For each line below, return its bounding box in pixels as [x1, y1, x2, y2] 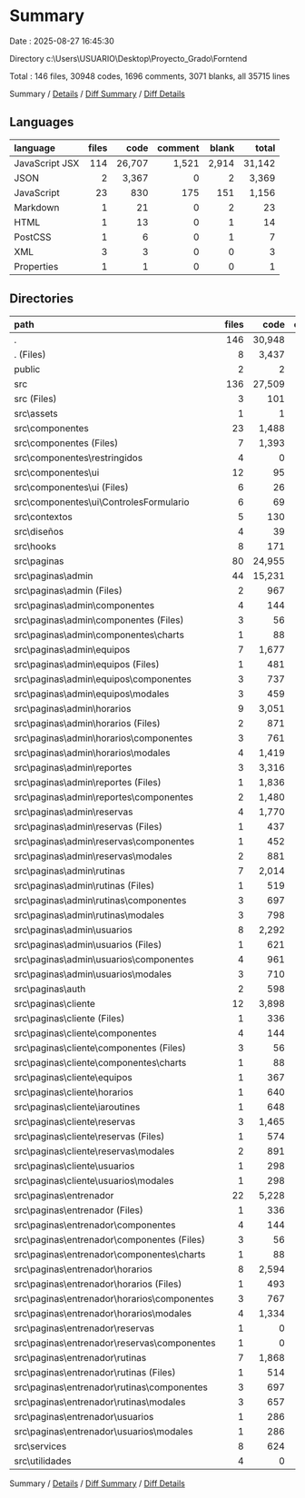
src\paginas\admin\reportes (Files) [14, 775, 162, 788]
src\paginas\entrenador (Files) [14, 1204, 143, 1217]
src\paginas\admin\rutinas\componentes [14, 893, 187, 906]
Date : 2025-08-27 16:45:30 [9, 35, 115, 46]
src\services [14, 1440, 67, 1453]
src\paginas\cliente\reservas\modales [14, 1145, 175, 1158]
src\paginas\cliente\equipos [14, 1070, 133, 1083]
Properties [14, 260, 59, 272]
